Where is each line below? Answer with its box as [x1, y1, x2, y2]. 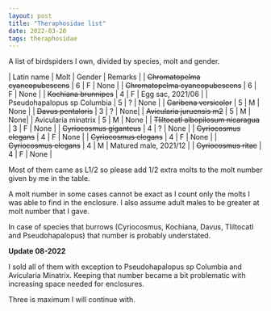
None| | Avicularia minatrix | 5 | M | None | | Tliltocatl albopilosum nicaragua [8, 115, 261, 125]
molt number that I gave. [8, 207, 90, 216]
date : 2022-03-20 [8, 27, 67, 35]
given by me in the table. [8, 174, 90, 183]
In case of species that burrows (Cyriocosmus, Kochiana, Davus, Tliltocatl [8, 222, 254, 232]
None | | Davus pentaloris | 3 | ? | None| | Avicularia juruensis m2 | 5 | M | [8, 107, 252, 116]
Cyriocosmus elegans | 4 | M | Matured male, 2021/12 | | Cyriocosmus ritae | [8, 141, 262, 150]
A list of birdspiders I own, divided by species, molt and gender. [8, 57, 220, 66]
